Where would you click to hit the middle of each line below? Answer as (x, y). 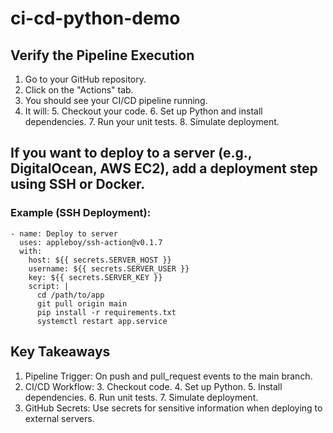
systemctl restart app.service (102, 321)
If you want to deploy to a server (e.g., (131, 153)
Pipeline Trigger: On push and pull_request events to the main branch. (168, 376)
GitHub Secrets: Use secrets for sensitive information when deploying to (173, 408)
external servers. (59, 418)
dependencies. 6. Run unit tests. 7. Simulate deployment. (141, 397)
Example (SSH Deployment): (81, 213)
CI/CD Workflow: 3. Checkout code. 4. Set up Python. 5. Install (153, 386)
